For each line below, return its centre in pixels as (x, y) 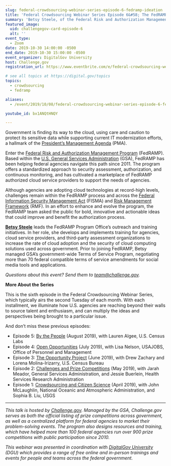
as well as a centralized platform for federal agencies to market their (78, 421)
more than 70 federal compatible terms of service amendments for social (82, 260)
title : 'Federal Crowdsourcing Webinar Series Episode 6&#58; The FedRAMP (86, 15)
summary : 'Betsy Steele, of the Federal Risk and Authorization (75, 19)
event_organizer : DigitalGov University (49, 57)
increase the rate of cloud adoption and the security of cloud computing (81, 243)
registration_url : (25, 67)
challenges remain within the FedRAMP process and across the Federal (80, 196)
